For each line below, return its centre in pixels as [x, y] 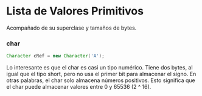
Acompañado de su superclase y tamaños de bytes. [71, 28]
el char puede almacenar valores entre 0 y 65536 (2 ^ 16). [79, 87]
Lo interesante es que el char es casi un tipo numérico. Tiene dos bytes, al [99, 68]
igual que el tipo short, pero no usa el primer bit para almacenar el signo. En [101, 74]
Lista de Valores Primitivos [75, 11]
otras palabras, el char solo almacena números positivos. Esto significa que [101, 80]
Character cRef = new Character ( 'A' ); [55, 56]
